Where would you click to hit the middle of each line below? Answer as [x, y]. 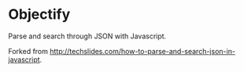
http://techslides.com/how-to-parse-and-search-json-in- [143, 51]
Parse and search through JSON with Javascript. [87, 36]
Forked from [28, 51]
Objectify [39, 14]
